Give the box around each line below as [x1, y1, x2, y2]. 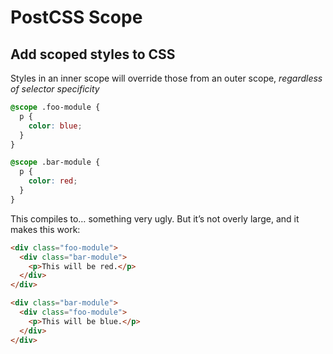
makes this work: [10, 223, 81, 235]
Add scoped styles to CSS [10, 46, 176, 63]
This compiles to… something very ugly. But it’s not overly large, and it [10, 212, 300, 225]
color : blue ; [28, 121, 83, 131]
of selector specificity [10, 83, 100, 95]
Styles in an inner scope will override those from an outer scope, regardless [10, 72, 323, 84]
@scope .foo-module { [10, 102, 101, 112]
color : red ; [28, 176, 78, 186]
